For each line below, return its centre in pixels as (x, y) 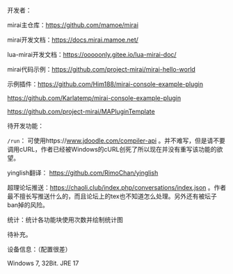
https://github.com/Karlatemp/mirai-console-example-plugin (94, 98)
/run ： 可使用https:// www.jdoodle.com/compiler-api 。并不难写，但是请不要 (116, 140)
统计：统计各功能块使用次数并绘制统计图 (65, 220)
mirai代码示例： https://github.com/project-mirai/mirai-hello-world (102, 69)
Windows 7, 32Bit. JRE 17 (43, 263)
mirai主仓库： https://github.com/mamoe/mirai (73, 25)
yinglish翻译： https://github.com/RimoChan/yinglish (83, 173)
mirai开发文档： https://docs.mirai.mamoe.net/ (73, 40)
